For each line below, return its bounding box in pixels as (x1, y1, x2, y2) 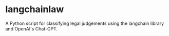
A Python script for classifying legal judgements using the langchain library (5, 20, 164, 26)
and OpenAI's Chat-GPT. (5, 25, 58, 31)
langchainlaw (5, 4, 64, 15)
